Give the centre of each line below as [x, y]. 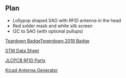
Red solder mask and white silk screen [52, 26]
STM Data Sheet [22, 50]
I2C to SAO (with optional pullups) [48, 31]
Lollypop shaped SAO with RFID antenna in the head [67, 20]
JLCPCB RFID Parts [25, 60]
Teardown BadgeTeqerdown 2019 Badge [47, 41]
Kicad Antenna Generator [31, 70]
